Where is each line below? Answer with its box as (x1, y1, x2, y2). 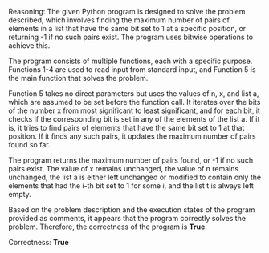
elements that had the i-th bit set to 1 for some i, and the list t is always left (8, 181, 255, 191)
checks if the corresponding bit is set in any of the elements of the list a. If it (8, 114, 260, 123)
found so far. (8, 140, 51, 149)
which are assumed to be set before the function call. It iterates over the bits (8, 98, 261, 106)
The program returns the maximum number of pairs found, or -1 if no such (8, 155, 254, 165)
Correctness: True (8, 238, 70, 247)
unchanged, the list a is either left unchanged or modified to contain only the (8, 172, 262, 182)
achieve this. (8, 41, 51, 50)
